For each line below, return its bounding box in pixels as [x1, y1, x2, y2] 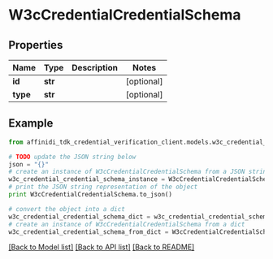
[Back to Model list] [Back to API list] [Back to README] [8, 242, 195, 253]
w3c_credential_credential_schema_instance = [8, 175, 165, 183]
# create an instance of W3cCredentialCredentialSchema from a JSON [8, 168, 245, 176]
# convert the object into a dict [8, 205, 126, 213]
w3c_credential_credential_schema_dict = [8, 213, 151, 221]
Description [71, 63, 118, 73]
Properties [8, 38, 63, 52]
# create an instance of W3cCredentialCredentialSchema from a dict [8, 220, 245, 228]
